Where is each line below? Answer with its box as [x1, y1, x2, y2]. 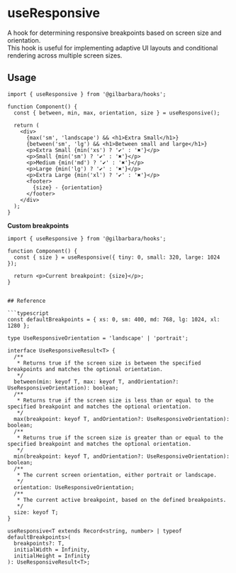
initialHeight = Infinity [13, 552, 91, 559]
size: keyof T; [13, 508, 59, 516]
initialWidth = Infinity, [13, 546, 91, 553]
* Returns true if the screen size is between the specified [16, 359, 201, 367]
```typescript [7, 309, 50, 317]
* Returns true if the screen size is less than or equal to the [16, 397, 214, 404]
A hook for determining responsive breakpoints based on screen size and [7, 28, 222, 37]
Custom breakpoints [7, 221, 69, 230]
